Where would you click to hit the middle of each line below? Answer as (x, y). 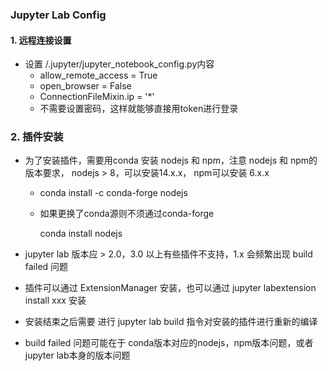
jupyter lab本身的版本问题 (77, 355)
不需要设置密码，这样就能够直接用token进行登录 (139, 109)
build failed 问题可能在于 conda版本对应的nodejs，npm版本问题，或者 (169, 343)
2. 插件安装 (37, 137)
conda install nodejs (81, 234)
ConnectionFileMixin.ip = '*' (97, 97)
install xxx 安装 (55, 300)
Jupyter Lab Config (58, 15)
